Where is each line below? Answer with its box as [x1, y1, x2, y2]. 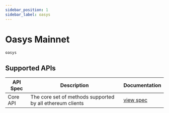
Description [60, 82, 89, 89]
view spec [123, 96, 147, 103]
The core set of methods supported [30, 93, 115, 100]
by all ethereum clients [30, 100, 84, 107]
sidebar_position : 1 [5, 7, 49, 13]
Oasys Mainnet [5, 34, 70, 45]
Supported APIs [5, 64, 56, 72]
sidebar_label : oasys [5, 12, 51, 17]
